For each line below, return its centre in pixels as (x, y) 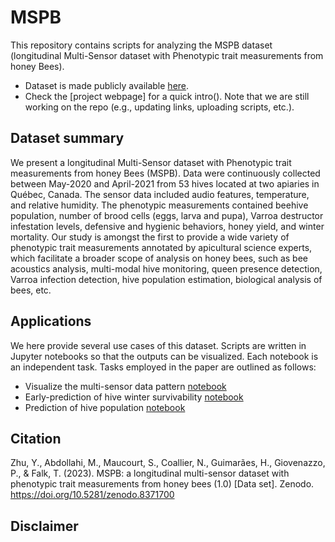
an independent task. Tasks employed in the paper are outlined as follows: (163, 367)
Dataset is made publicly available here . (107, 85)
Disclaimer (44, 526)
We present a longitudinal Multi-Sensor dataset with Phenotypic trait (151, 162)
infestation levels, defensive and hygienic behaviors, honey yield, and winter (167, 226)
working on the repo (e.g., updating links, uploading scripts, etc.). (159, 107)
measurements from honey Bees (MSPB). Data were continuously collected (165, 173)
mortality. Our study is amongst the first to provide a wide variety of (150, 237)
